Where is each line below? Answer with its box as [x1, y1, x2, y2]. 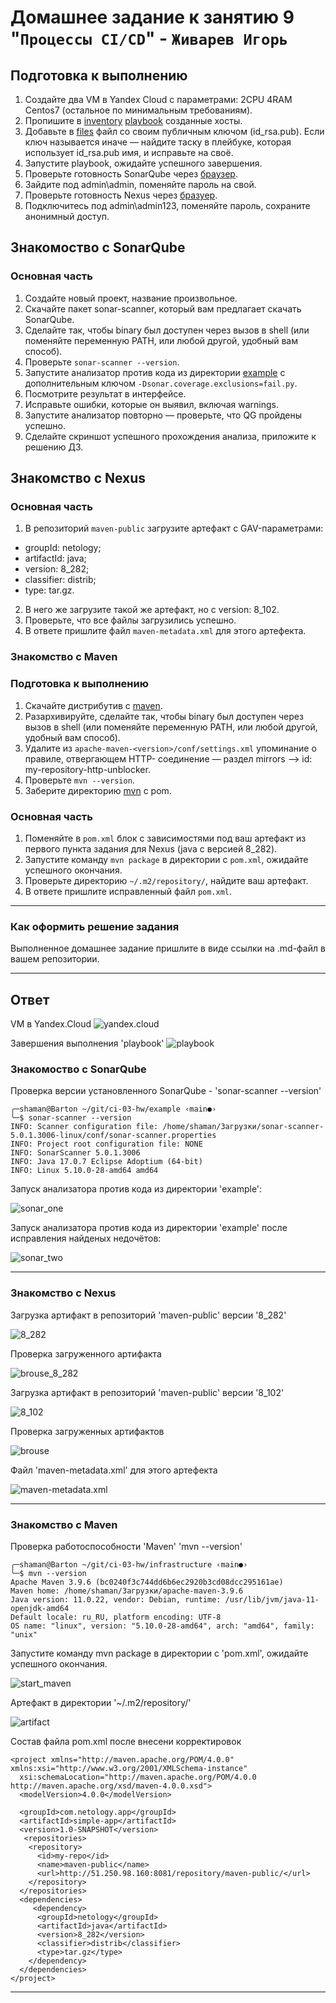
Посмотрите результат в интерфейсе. [24, 387, 187, 400]
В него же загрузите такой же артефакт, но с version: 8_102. [24, 604, 280, 616]
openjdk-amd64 [10, 1603, 70, 1613]
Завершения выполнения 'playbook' [10, 1037, 165, 1049]
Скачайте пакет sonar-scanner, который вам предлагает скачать [24, 302, 302, 315]
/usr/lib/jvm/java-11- [224, 1594, 320, 1605]
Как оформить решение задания [10, 919, 180, 933]
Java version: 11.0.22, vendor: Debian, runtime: [10, 1594, 222, 1605]
